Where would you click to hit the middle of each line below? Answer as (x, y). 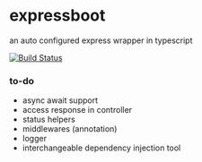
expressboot (57, 16)
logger (35, 139)
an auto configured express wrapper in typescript (101, 40)
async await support (60, 100)
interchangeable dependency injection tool (101, 148)
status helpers (49, 119)
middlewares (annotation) (70, 129)
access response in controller (77, 110)
